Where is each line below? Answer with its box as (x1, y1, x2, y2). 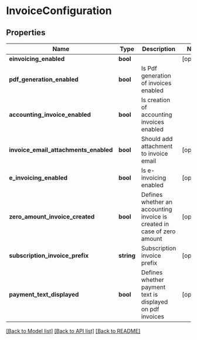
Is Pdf (141, 65, 157, 72)
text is (141, 291, 158, 298)
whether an (141, 198, 173, 206)
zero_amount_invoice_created (9, 213, 95, 221)
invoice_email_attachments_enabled (9, 146, 113, 154)
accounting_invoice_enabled (9, 110, 91, 119)
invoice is (141, 213, 167, 221)
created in (141, 220, 169, 228)
